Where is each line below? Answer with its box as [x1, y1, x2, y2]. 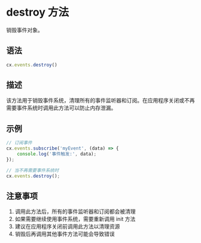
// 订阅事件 [6, 140, 33, 146]
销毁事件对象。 [6, 26, 43, 34]
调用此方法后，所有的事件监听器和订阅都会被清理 [14, 208, 136, 215]
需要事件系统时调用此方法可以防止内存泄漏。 [6, 104, 117, 111]
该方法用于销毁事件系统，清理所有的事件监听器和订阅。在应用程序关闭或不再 [6, 97, 195, 104]
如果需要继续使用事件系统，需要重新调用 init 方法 [14, 215, 136, 223]
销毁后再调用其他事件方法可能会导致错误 [14, 230, 115, 238]
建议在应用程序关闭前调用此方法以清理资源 [14, 223, 120, 230]
